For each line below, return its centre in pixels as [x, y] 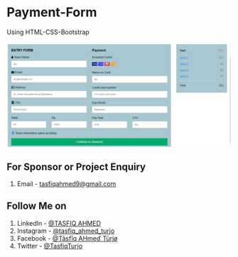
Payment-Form [52, 12]
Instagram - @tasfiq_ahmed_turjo [66, 231]
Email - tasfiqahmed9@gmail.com [66, 184]
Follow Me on [37, 206]
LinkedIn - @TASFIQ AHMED [59, 223]
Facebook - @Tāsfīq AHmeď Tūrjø [67, 238]
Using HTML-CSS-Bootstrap [48, 32]
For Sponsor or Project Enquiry [76, 166]
